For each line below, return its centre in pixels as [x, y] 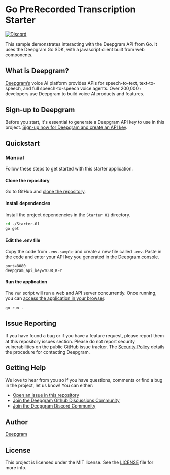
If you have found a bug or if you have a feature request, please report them [85, 335]
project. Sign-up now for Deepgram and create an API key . [66, 127]
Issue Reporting [31, 324]
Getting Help [26, 368]
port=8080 [16, 266]
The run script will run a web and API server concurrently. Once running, [81, 293]
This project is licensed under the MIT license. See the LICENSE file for [79, 462]
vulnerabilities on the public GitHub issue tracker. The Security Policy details [85, 347]
